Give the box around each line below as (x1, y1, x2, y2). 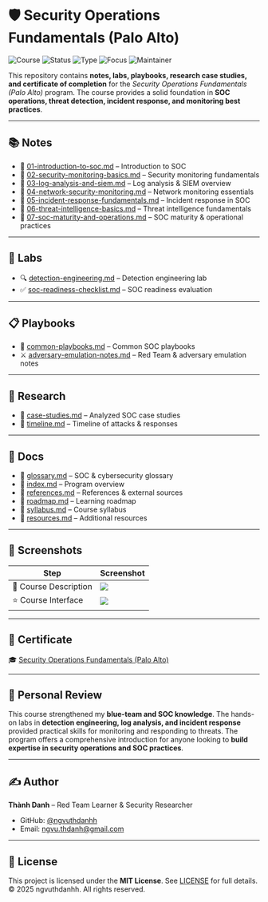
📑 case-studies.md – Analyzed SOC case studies (19, 410, 181, 420)
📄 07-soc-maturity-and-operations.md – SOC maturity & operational (19, 212, 244, 222)
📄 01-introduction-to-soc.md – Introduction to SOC (19, 161, 187, 171)
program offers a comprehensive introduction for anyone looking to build (8, 735, 249, 745)
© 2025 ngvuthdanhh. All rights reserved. (8, 884, 146, 894)
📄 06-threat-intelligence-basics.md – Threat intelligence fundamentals (19, 204, 251, 213)
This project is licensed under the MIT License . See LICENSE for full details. (8, 876, 258, 886)
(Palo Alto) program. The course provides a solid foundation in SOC (8, 87, 231, 97)
